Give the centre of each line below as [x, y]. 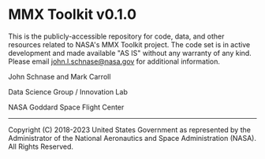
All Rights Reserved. [41, 146]
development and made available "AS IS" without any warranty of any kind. [130, 53]
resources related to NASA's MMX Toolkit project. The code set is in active [129, 44]
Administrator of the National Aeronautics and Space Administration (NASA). [132, 138]
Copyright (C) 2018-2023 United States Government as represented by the [129, 129]
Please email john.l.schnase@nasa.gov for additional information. [114, 61]
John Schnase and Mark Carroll [60, 76]
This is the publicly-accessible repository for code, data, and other [116, 36]
